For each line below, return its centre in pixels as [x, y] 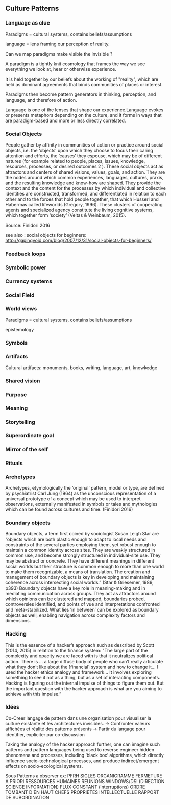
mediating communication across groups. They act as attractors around [81, 594]
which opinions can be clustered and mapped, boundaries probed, [75, 599]
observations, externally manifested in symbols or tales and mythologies [81, 504]
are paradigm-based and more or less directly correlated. [66, 120]
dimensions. [18, 621]
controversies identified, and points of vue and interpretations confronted [82, 604]
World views [21, 308]
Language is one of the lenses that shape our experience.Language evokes [84, 110]
